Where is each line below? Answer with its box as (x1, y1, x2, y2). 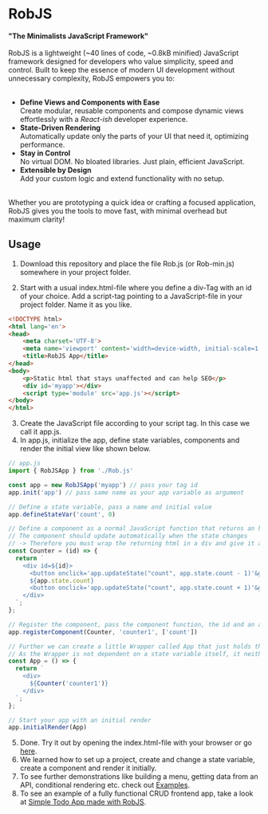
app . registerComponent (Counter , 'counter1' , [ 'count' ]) (8, 627, 198, 636)
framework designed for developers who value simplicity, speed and (8, 57, 234, 66)
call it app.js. (19, 427, 62, 437)
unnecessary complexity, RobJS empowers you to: (8, 73, 175, 83)
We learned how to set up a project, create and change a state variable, (19, 755, 255, 765)
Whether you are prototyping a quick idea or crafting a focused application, (8, 197, 256, 207)
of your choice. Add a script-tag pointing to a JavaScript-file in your (19, 291, 243, 301)
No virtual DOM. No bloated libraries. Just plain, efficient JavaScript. (19, 156, 245, 166)
